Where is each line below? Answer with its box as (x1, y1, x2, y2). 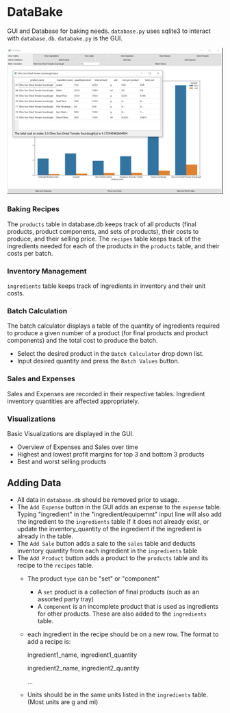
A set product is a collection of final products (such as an (37, 588, 200, 596)
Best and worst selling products (16, 457, 107, 466)
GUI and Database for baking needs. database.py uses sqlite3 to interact (7, 27, 211, 35)
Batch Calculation (7, 306, 68, 316)
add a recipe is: (27, 637, 71, 645)
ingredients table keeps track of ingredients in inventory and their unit (7, 282, 206, 290)
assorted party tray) (37, 594, 94, 603)
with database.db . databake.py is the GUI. (7, 34, 123, 42)
